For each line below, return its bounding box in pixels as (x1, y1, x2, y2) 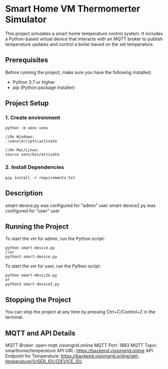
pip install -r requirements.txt (5, 175, 75, 180)
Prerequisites (5, 56, 48, 65)
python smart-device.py (5, 245, 55, 250)
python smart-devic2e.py (5, 273, 57, 278)
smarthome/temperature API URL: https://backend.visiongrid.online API (5, 347, 153, 353)
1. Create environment (5, 114, 60, 121)
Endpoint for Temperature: (5, 353, 60, 359)
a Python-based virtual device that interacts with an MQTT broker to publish (5, 36, 163, 42)
